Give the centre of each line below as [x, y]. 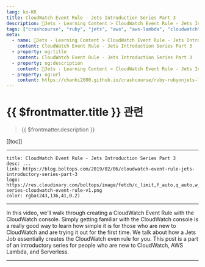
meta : [13, 35]
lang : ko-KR [21, 12]
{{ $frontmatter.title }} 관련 [75, 112]
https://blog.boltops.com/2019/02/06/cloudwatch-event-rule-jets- [109, 169]
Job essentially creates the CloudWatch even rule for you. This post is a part [102, 239]
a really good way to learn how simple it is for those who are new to [91, 226]
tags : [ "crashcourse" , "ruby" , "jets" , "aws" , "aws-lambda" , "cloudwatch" [103, 29]
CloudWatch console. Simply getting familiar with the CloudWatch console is [103, 219]
